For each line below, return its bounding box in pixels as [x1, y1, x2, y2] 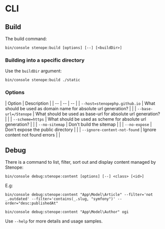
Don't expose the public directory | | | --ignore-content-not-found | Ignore [5, 127, 157, 133]
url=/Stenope [5, 112, 32, 117]
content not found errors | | [5, 132, 61, 137]
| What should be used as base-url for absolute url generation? [33, 111, 160, 117]
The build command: [5, 36, 47, 42]
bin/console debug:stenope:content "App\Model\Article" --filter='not [5, 192, 153, 197]
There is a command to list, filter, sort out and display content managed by [5, 159, 156, 165]
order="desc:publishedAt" [5, 201, 58, 206]
